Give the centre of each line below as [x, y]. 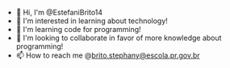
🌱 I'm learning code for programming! [78, 29]
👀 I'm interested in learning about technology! [92, 21]
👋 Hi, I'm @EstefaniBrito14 [59, 12]
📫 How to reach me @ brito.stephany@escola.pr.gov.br [108, 55]
